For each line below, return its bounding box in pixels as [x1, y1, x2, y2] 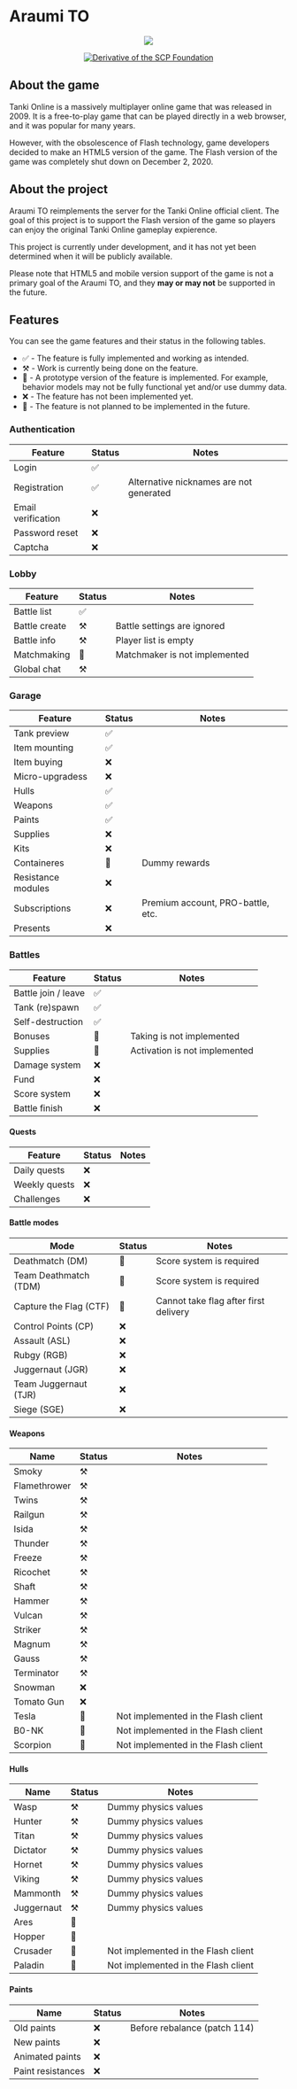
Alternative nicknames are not [127, 476, 253, 488]
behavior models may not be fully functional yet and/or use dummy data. [21, 382, 287, 392]
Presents [13, 922, 51, 935]
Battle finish [13, 1101, 64, 1114]
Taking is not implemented [130, 1029, 240, 1042]
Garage [9, 689, 42, 702]
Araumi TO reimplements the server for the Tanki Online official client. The [9, 206, 280, 216]
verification [13, 512, 61, 524]
